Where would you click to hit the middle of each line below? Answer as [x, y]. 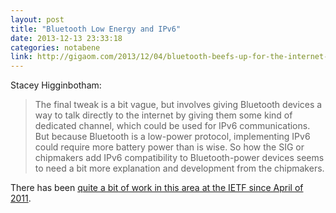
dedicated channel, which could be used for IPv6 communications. [172, 126]
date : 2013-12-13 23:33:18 [66, 38]
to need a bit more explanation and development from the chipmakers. [179, 168]
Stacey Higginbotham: [56, 85]
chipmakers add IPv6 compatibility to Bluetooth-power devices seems [179, 158]
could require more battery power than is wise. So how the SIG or [169, 147]
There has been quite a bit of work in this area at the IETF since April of [157, 188]
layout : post [37, 19]
